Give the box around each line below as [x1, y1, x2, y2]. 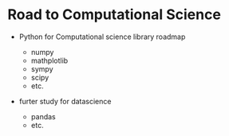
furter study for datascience [18, 96, 112, 106]
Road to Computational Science [7, 6, 221, 24]
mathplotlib [30, 56, 69, 65]
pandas [30, 111, 57, 121]
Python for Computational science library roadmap [18, 32, 186, 41]
